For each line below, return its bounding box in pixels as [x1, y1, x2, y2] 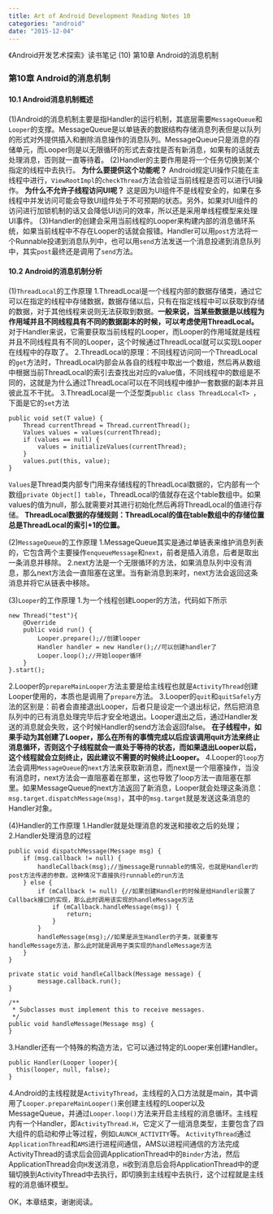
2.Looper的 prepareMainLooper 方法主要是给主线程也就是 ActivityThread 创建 [8, 681, 258, 691]
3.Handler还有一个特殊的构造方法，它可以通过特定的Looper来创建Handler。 [8, 1042, 262, 1052]
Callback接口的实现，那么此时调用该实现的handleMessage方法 [8, 896, 194, 904]
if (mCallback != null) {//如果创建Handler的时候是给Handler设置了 [37, 887, 256, 895]
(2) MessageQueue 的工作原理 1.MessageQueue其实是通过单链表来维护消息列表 [8, 537, 264, 547]
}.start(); [8, 666, 45, 674]
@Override [23, 618, 57, 627]
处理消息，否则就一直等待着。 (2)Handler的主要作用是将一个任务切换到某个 [8, 155, 260, 164]
